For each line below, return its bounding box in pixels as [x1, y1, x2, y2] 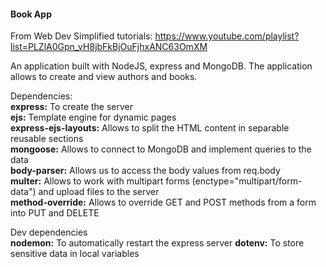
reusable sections [10, 133, 84, 145]
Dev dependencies [10, 226, 88, 239]
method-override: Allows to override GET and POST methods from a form [10, 196, 317, 209]
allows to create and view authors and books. [10, 71, 198, 83]
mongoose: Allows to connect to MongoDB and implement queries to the [10, 143, 312, 155]
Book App [10, 8, 52, 20]
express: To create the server [10, 101, 134, 113]
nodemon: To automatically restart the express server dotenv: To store [10, 237, 305, 249]
